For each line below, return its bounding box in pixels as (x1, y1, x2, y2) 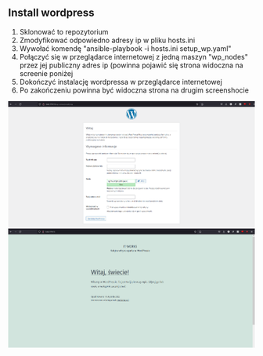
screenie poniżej (19, 68, 74, 78)
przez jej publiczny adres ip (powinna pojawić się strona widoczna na (19, 60, 244, 70)
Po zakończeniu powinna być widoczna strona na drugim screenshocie (19, 85, 249, 95)
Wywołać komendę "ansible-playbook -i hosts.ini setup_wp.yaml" (19, 43, 232, 53)
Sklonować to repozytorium (19, 27, 109, 36)
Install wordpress (8, 6, 95, 20)
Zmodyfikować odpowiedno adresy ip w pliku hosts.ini (19, 35, 196, 45)
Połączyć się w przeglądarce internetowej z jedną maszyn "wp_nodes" (19, 52, 248, 61)
